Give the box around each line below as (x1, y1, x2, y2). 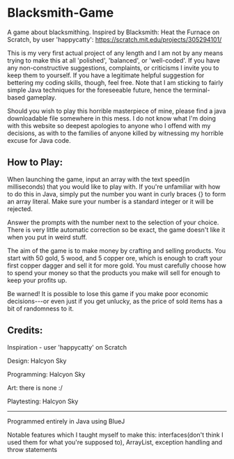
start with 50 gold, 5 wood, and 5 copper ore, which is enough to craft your (7, 254, 223, 262)
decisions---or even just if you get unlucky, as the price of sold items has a (7, 297, 223, 305)
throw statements (7, 445, 58, 453)
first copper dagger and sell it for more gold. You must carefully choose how (7, 261, 226, 270)
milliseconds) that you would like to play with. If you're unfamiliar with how (7, 182, 221, 191)
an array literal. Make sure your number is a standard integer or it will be (7, 197, 214, 205)
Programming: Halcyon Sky (7, 370, 86, 378)
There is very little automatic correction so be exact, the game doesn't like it (7, 225, 226, 234)
